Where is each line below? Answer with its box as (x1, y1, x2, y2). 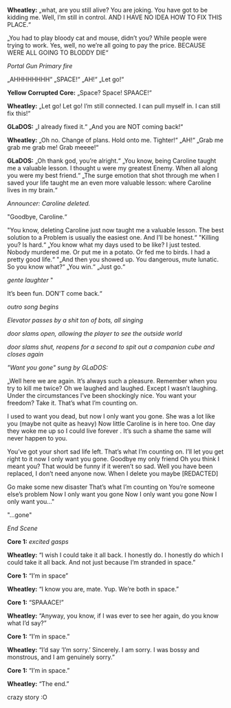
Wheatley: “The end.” (7, 680, 69, 688)
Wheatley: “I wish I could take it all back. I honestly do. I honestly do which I (7, 551, 223, 559)
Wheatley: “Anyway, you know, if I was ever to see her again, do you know (7, 611, 219, 620)
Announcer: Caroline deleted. (7, 199, 91, 208)
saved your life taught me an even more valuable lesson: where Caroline (7, 179, 212, 187)
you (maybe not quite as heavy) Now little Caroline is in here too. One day (7, 420, 216, 427)
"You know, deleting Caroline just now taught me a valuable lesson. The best (7, 226, 224, 234)
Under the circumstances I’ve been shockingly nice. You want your (7, 392, 197, 399)
